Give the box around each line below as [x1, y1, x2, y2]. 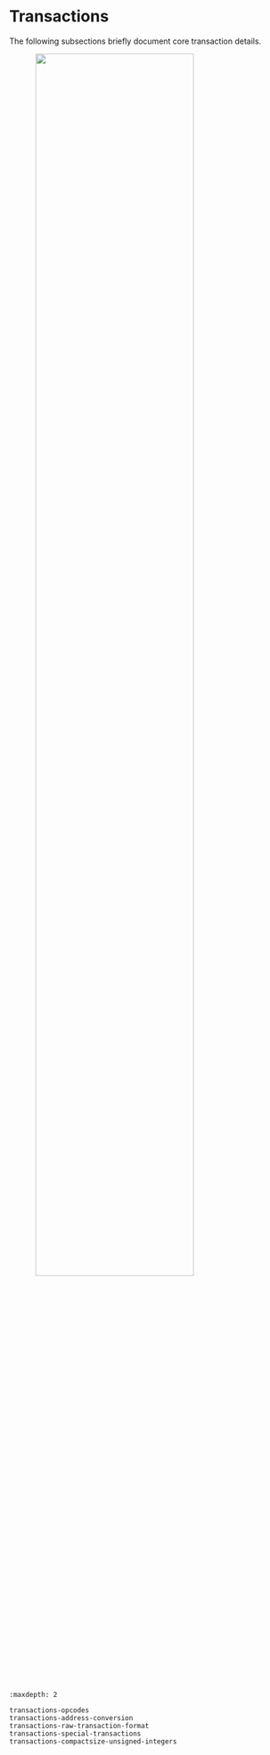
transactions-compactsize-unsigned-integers [9, 1736, 177, 1746]
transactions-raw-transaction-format [9, 1721, 150, 1730]
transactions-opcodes [9, 1705, 90, 1715]
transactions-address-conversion [9, 1713, 134, 1722]
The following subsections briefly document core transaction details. [9, 36, 262, 46]
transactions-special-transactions [9, 1729, 142, 1738]
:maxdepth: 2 [9, 1690, 58, 1699]
